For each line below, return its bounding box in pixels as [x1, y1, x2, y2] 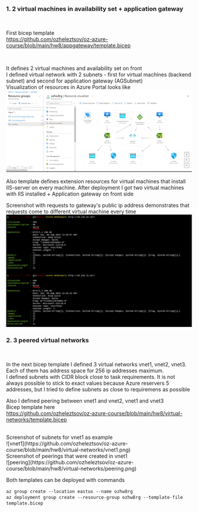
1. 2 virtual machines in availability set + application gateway [6, 5, 184, 13]
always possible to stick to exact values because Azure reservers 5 [6, 379, 170, 387]
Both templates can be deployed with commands [6, 477, 125, 484]
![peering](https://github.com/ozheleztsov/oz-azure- [6, 459, 134, 466]
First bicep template [6, 29, 55, 37]
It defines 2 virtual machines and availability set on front [6, 65, 143, 72]
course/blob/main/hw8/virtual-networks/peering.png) [6, 465, 137, 473]
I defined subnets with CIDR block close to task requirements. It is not [6, 374, 176, 381]
